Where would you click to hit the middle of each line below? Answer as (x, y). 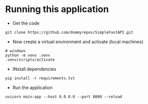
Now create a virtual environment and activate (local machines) (78, 42)
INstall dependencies (34, 69)
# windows (16, 51)
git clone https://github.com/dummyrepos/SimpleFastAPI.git (69, 32)
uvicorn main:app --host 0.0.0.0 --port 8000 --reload (64, 96)
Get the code (26, 23)
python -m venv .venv (28, 55)
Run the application (32, 87)
